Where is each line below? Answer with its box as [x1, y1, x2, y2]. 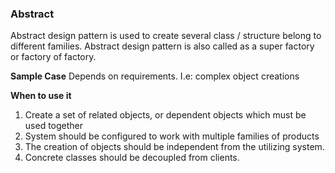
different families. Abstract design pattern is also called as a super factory [10, 40, 315, 52]
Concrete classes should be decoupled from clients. [24, 152, 240, 164]
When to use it [10, 90, 72, 102]
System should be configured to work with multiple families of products [24, 130, 320, 142]
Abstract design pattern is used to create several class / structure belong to [10, 30, 322, 42]
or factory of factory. [10, 51, 97, 63]
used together [24, 120, 84, 132]
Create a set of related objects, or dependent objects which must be [24, 109, 307, 121]
